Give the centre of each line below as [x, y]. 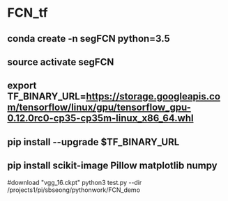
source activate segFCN [61, 62]
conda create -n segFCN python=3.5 [89, 39]
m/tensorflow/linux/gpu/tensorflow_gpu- [99, 107]
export [22, 86]
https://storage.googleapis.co [153, 96]
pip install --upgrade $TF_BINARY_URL [93, 142]
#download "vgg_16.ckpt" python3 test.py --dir [75, 182]
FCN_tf [28, 13]
